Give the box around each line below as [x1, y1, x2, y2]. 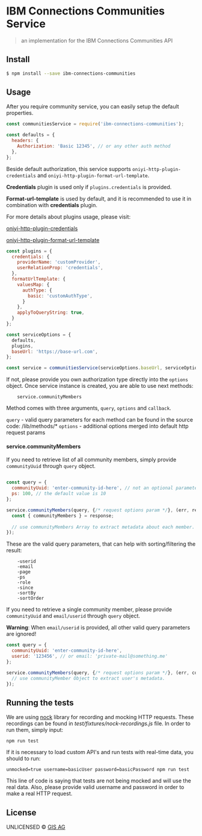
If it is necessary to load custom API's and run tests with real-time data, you [6, 749, 194, 756]
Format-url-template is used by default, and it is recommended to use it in [6, 195, 191, 202]
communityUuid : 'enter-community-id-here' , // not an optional [11, 485, 173, 491]
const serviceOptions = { [6, 331, 71, 338]
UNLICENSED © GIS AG [6, 823, 66, 831]
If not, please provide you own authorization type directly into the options [6, 376, 188, 383]
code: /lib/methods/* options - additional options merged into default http [6, 423, 189, 430]
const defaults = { [6, 132, 55, 138]
